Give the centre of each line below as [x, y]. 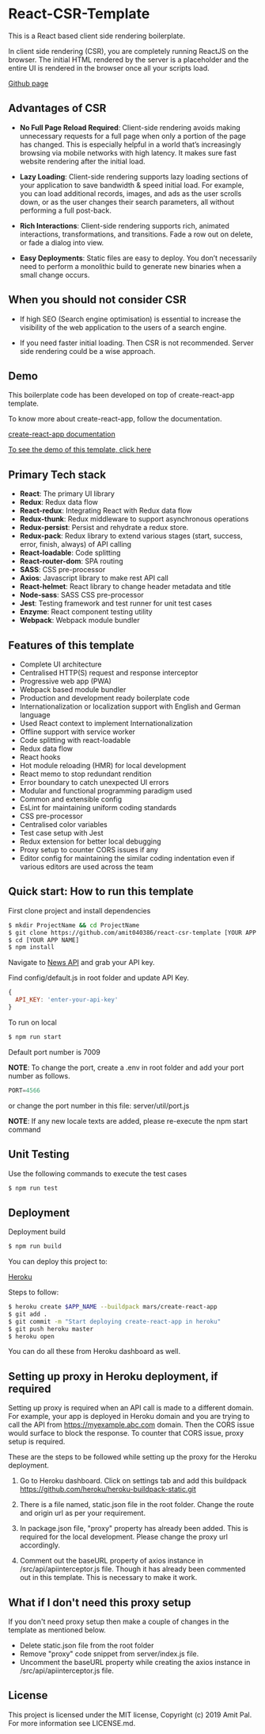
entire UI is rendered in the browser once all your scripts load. [109, 67]
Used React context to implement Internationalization [106, 723]
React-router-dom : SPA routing [72, 561]
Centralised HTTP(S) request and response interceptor [109, 673]
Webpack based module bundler [73, 690]
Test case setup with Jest [61, 833]
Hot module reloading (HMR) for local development [103, 765]
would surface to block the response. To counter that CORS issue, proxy [126, 1433]
